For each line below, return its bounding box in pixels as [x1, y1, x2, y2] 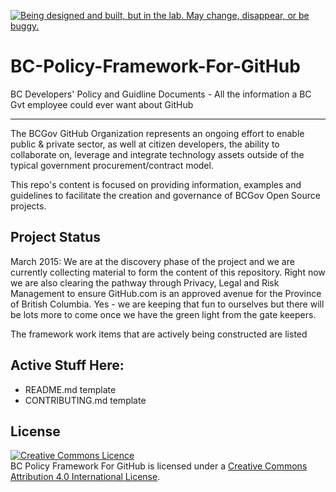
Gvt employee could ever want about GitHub [10, 98, 194, 110]
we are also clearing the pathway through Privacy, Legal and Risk [10, 276, 280, 289]
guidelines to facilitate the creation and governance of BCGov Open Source [10, 189, 321, 201]
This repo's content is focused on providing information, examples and [10, 178, 302, 190]
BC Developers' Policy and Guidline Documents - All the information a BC [10, 88, 312, 100]
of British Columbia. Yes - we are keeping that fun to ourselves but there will [10, 298, 325, 310]
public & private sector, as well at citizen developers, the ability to [10, 138, 280, 150]
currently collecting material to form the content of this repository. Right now [10, 266, 326, 278]
